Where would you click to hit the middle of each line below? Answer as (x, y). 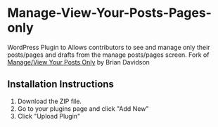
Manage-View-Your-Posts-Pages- (110, 13)
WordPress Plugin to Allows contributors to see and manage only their (109, 47)
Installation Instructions (61, 85)
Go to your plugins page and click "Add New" (83, 108)
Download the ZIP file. (50, 101)
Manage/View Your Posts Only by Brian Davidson (78, 62)
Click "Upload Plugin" (49, 116)
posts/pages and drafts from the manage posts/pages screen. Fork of (108, 55)
